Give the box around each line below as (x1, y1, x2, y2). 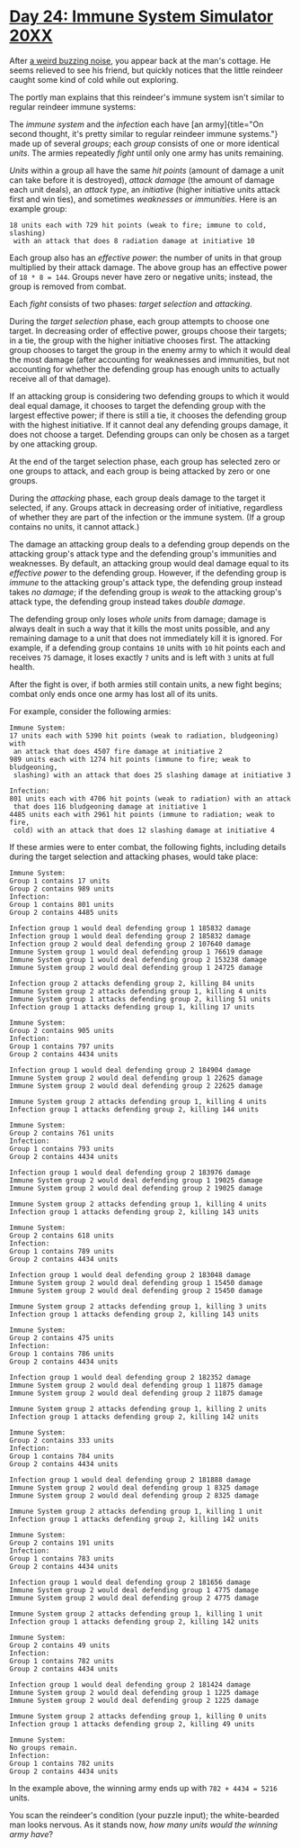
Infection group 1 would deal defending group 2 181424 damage (9, 1680, 251, 1689)
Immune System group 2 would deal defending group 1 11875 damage (9, 1381, 263, 1390)
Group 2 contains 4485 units (9, 908, 119, 917)
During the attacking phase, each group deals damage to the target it (9, 493, 266, 503)
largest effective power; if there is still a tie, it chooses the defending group (9, 410, 287, 421)
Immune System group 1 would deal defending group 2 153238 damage (9, 955, 268, 965)
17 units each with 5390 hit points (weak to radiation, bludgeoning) (9, 731, 279, 740)
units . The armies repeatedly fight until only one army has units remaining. (9, 147, 285, 159)
